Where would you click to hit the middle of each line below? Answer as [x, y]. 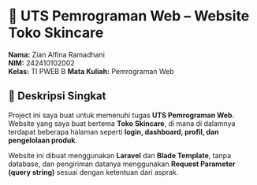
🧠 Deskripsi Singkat [57, 96]
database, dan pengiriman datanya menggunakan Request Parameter [122, 164]
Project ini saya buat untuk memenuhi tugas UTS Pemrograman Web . [121, 115]
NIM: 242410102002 [41, 63]
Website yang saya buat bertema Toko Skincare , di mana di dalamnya [122, 123]
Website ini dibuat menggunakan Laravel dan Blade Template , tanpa [120, 155]
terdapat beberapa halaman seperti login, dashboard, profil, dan [114, 131]
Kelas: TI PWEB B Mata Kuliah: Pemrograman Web [91, 71]
